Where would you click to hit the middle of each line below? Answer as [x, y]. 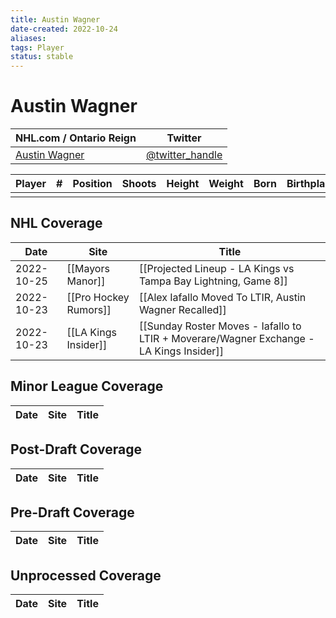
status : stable [42, 57]
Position [92, 184]
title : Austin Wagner [55, 19]
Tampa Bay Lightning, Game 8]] [213, 281]
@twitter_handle [184, 155]
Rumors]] [89, 309]
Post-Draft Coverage [76, 449]
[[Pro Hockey [98, 297]
